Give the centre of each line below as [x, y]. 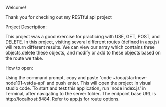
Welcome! [16, 7]
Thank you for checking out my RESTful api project [59, 17]
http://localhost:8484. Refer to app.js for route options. [63, 99]
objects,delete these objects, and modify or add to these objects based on [83, 53]
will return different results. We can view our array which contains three [80, 47]
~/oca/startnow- [130, 77]
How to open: [20, 68]
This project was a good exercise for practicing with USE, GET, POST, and [82, 37]
